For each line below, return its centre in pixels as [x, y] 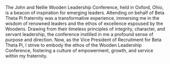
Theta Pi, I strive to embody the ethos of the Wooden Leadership [73, 45]
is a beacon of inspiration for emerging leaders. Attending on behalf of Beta [85, 13]
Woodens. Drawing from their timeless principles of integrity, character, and [85, 29]
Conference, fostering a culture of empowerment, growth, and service [79, 51]
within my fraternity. [26, 56]
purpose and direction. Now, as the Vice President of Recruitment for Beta [83, 40]
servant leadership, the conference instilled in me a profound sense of [79, 34]
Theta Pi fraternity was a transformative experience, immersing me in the [82, 18]
